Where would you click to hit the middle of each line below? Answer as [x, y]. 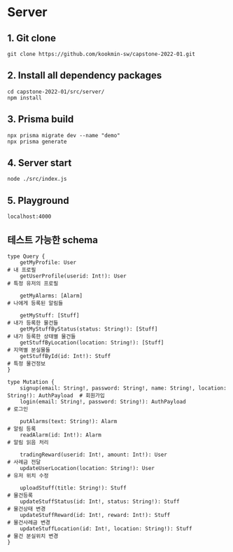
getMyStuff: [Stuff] [50, 316]
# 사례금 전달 [24, 462]
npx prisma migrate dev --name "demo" [64, 135]
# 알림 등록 [22, 429]
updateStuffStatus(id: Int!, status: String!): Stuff [100, 502]
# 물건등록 [20, 496]
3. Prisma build [41, 119]
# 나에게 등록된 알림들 [35, 303]
